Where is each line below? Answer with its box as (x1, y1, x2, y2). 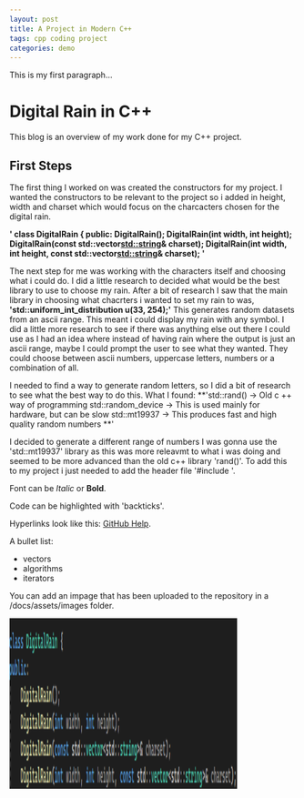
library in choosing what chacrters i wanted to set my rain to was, (9, 295, 255, 305)
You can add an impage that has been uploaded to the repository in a (9, 591, 269, 601)
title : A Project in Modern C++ (9, 24, 132, 34)
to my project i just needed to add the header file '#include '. (9, 465, 236, 476)
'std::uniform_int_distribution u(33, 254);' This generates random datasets (9, 305, 295, 315)
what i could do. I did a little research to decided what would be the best (9, 276, 280, 286)
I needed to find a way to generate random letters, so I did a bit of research (9, 380, 291, 390)
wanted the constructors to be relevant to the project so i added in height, (9, 192, 287, 202)
